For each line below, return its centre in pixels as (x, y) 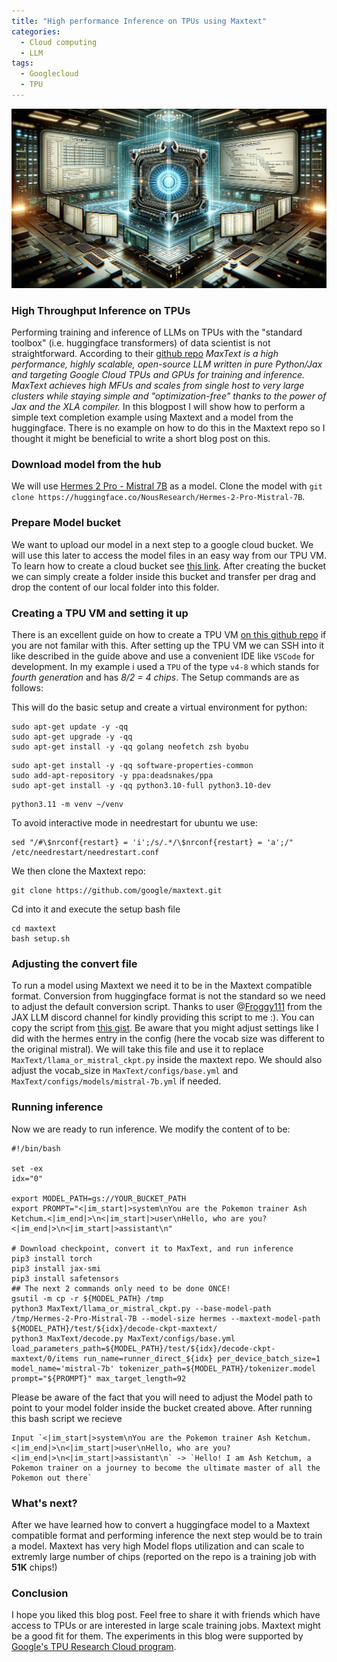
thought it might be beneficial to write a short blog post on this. (141, 439)
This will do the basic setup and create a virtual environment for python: (159, 707)
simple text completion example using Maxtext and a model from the (152, 417)
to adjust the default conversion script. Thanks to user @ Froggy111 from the (167, 1007)
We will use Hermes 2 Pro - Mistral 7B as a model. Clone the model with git (167, 486)
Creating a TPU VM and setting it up (100, 613)
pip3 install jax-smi (56, 1268)
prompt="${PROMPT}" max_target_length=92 (99, 1378)
